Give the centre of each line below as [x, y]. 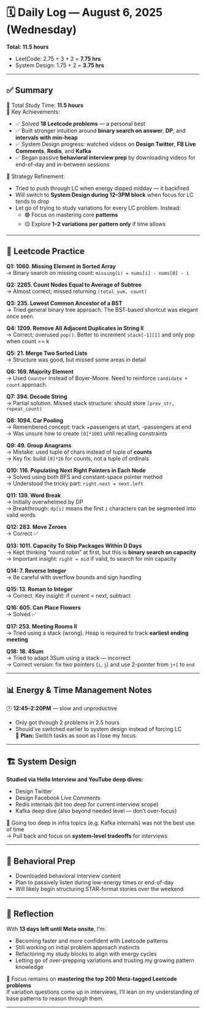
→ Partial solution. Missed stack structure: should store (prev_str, [90, 403]
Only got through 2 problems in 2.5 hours [67, 723]
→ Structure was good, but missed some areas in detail [76, 359]
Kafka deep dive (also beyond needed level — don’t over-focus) [96, 811]
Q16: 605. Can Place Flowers [44, 608]
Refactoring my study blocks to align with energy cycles [86, 954]
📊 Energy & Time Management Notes [79, 690]
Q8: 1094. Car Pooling [35, 420]
